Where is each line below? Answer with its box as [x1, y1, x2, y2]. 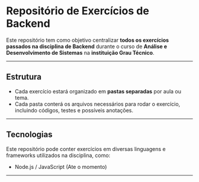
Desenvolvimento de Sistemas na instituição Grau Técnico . [6, 49, 155, 56]
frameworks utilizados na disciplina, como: [6, 152, 111, 159]
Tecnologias [6, 130, 53, 140]
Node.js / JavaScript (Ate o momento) [14, 163, 107, 170]
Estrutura [6, 72, 42, 82]
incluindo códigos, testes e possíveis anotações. [14, 106, 134, 114]
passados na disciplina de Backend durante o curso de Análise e [6, 43, 168, 50]
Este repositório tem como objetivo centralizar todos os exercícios [6, 36, 169, 43]
